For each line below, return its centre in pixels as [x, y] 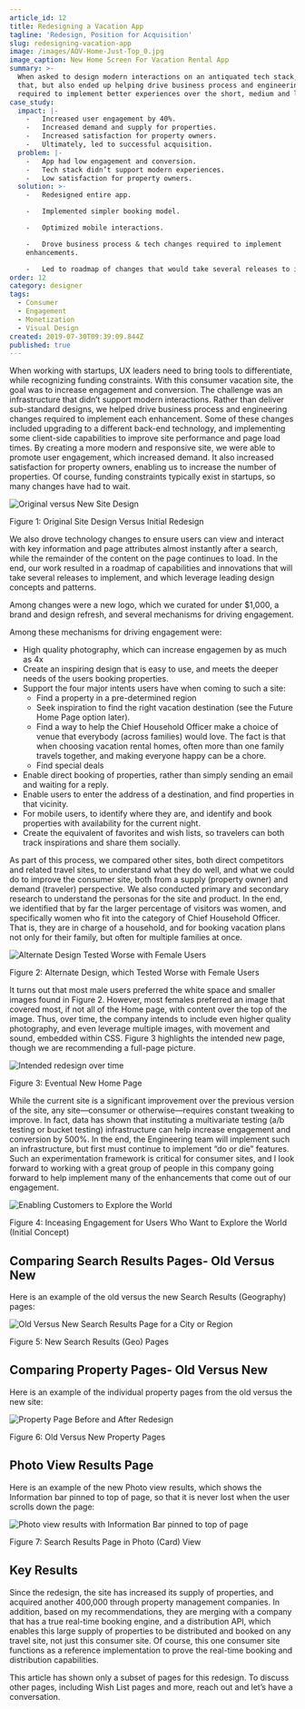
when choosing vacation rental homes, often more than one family [160, 746]
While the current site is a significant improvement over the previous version [152, 1101]
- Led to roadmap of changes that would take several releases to [158, 269]
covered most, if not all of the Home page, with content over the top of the [148, 1009]
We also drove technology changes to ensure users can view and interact [147, 539]
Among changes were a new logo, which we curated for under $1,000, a [144, 605]
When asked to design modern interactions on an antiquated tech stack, [158, 77]
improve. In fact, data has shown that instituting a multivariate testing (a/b [147, 1120]
